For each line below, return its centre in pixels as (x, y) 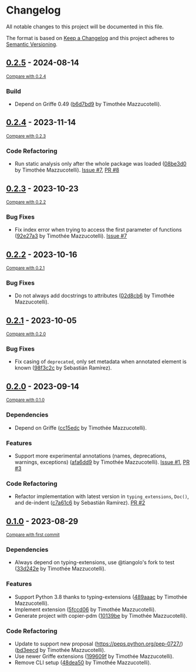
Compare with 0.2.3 (26, 136)
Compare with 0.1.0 (26, 400)
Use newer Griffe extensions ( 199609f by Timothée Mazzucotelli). (94, 656)
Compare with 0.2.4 (26, 76)
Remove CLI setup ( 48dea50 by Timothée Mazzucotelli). (83, 662)
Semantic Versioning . (32, 44)
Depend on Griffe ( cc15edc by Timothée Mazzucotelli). (80, 427)
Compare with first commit (33, 535)
